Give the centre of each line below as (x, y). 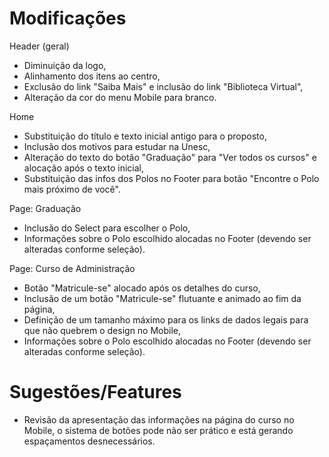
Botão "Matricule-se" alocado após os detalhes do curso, (142, 288)
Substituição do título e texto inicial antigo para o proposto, (145, 136)
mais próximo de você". (72, 189)
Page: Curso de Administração (72, 268)
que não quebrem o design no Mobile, (102, 330)
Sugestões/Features (95, 392)
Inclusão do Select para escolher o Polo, (107, 228)
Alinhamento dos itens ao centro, (92, 76)
